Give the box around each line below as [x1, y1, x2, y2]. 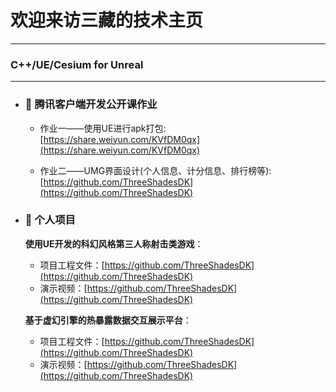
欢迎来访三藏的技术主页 [10, 9, 204, 32]
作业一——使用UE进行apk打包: [39, 122, 167, 134]
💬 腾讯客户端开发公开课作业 [24, 97, 158, 111]
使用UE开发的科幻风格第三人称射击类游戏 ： [24, 237, 204, 250]
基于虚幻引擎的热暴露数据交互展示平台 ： [24, 314, 192, 326]
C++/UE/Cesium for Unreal [10, 57, 144, 71]
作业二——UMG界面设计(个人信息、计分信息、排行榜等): [39, 164, 272, 176]
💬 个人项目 [24, 213, 76, 227]
